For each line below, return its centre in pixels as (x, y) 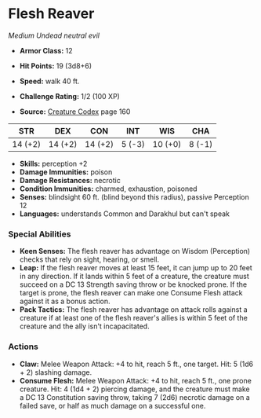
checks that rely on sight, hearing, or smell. (89, 259)
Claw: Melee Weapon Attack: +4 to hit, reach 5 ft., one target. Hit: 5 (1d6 (136, 364)
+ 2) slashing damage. (56, 372)
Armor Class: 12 (46, 50)
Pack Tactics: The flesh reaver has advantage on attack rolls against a (134, 310)
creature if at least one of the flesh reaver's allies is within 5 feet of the (134, 318)
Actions (24, 346)
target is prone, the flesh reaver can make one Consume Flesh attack (131, 293)
